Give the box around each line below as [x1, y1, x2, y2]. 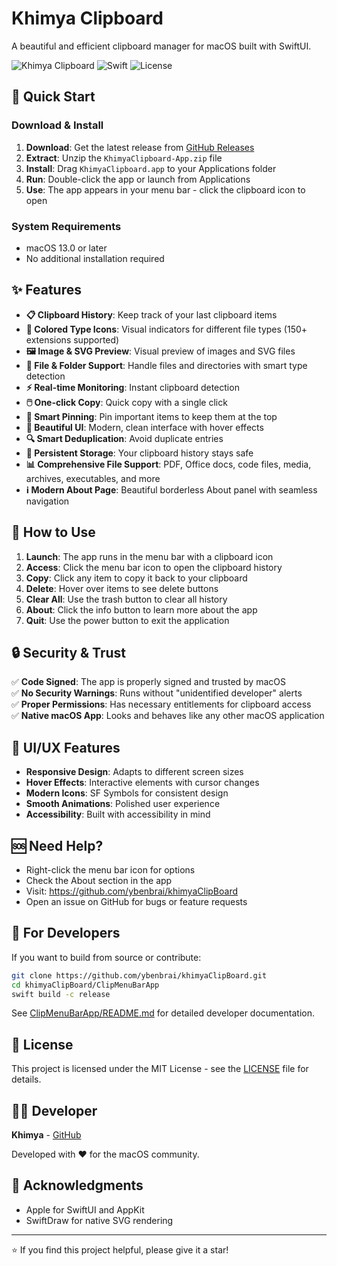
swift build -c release [11, 989, 111, 999]
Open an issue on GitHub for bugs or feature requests [25, 895, 248, 907]
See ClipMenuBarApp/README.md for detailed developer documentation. [11, 1007, 315, 1019]
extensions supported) [25, 333, 120, 346]
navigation [25, 495, 70, 507]
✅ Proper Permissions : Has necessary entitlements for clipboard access [11, 698, 312, 711]
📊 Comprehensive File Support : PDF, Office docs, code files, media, [25, 458, 312, 470]
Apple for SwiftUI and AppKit [25, 1203, 145, 1216]
